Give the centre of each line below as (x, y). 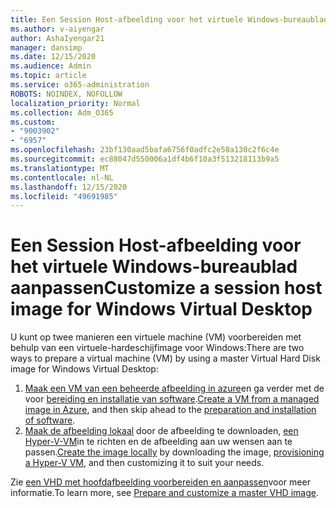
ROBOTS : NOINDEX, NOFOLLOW (66, 94)
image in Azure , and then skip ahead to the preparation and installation (170, 410)
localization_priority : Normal (75, 103)
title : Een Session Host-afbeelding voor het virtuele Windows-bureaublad (169, 19)
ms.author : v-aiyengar (57, 29)
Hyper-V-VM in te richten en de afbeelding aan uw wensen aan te (158, 442)
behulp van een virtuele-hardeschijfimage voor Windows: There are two (157, 348)
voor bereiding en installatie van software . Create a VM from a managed (172, 399)
